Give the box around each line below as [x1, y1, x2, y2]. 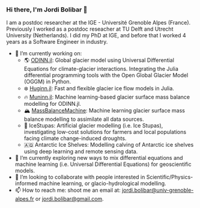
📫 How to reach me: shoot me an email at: [14, 186, 121, 194]
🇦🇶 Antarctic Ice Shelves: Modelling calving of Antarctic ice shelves [23, 141, 194, 148]
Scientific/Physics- [146, 174, 193, 181]
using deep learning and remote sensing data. [23, 148, 138, 155]
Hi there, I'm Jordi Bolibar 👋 [6, 5, 88, 14]
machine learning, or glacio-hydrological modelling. [38, 180, 166, 187]
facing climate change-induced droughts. [23, 135, 127, 142]
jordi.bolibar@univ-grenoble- [122, 186, 194, 194]
